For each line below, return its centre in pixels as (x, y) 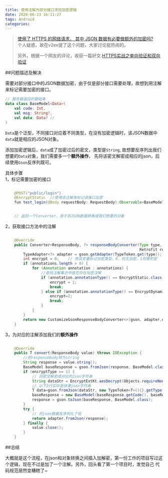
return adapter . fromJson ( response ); (70, 418)
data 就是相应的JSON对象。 (33, 139)
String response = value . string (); (60, 363)
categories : (17, 24)
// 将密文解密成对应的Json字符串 (62, 376)
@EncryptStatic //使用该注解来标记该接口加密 (59, 198)
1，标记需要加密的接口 (28, 179)
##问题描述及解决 (23, 73)
